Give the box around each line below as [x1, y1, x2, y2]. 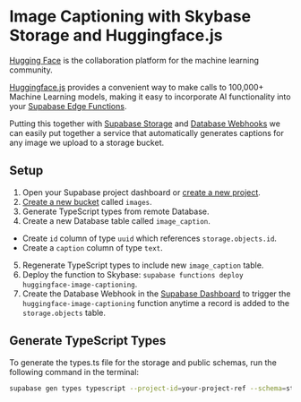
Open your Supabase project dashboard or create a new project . [21, 186, 262, 198]
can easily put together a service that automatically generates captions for [9, 127, 284, 138]
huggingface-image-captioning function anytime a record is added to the [21, 297, 289, 308]
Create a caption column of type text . [21, 242, 163, 252]
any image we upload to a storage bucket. [9, 137, 164, 148]
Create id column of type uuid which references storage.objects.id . [21, 233, 278, 244]
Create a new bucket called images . [21, 196, 152, 207]
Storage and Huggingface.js [9, 25, 223, 46]
